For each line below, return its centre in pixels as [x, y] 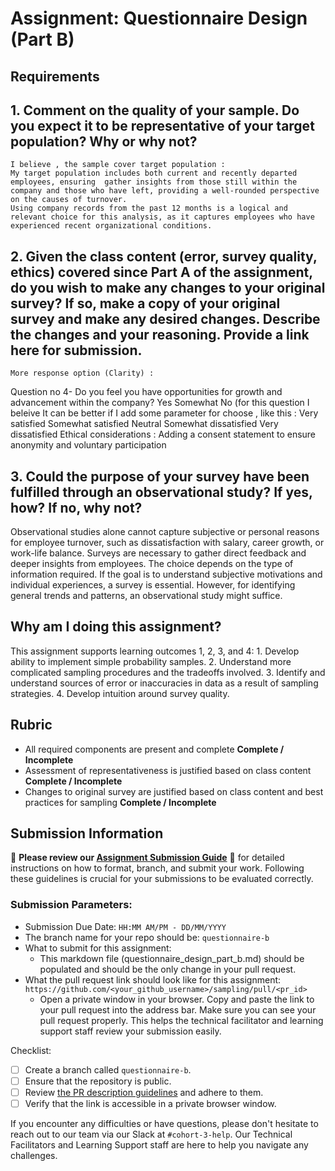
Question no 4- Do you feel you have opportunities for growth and [146, 392]
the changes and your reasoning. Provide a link [160, 334]
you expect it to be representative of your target [162, 125]
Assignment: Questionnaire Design [159, 18]
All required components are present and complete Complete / [154, 749]
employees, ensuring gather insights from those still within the [154, 182]
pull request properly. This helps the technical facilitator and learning [181, 1020]
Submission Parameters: [71, 905]
